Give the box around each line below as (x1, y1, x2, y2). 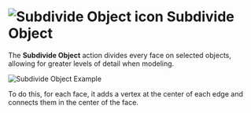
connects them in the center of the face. (8, 97, 139, 107)
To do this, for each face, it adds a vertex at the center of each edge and (8, 89, 244, 98)
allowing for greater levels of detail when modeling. (8, 59, 175, 68)
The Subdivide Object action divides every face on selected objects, (8, 50, 232, 60)
